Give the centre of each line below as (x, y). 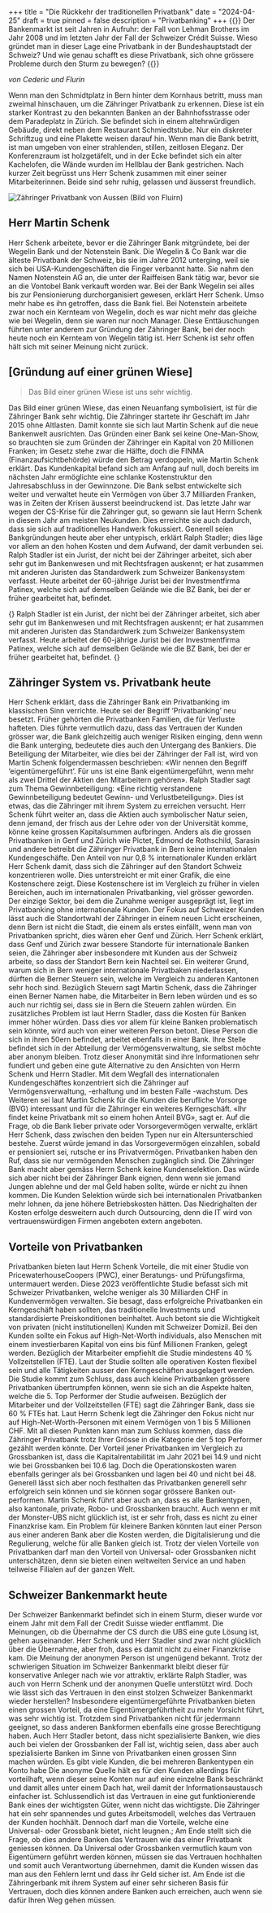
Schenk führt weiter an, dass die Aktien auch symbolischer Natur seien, (128, 814)
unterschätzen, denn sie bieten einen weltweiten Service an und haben (127, 1561)
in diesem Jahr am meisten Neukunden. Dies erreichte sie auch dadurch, (130, 520)
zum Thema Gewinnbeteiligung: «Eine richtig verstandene (105, 788)
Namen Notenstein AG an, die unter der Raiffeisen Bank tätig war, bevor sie (134, 277)
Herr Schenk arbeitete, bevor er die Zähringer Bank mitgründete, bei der (129, 243)
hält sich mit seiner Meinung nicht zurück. (78, 346)
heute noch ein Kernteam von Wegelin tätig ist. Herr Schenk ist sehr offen (132, 338)
